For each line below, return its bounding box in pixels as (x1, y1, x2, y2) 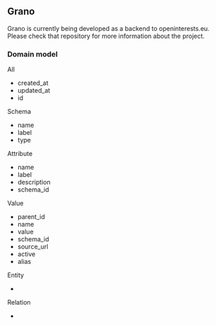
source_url (17, 242, 49, 251)
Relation (7, 298, 31, 307)
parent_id (17, 213, 46, 221)
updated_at (17, 86, 51, 95)
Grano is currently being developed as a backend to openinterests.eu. (7, 24, 210, 32)
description (17, 178, 51, 187)
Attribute (7, 150, 33, 158)
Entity (7, 271, 25, 279)
